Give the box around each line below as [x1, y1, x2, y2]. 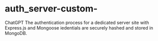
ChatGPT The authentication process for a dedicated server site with [5, 19, 149, 25]
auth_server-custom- [5, 3, 98, 14]
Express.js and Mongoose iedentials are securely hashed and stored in [5, 24, 153, 30]
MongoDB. [5, 30, 28, 36]
